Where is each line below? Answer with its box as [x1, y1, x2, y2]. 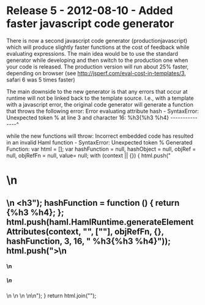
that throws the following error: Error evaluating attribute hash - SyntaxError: [6, 107, 199, 115]
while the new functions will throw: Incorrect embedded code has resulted [6, 132, 194, 140]
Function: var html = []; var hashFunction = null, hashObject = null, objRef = [6, 145, 196, 152]
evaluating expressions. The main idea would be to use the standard [6, 50, 179, 57]
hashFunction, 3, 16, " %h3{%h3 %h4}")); [6, 236, 171, 246]
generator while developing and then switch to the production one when [6, 56, 188, 64]
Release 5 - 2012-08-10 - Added [6, 4, 173, 18]
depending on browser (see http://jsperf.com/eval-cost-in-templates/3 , [6, 69, 187, 77]
